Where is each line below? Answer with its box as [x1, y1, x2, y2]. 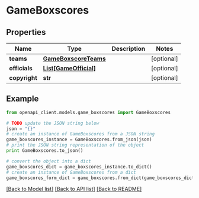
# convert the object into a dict [6, 158, 92, 164]
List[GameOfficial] [43, 64, 96, 72]
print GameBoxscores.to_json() [6, 148, 84, 154]
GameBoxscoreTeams [43, 54, 106, 63]
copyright [9, 74, 37, 82]
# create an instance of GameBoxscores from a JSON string [6, 131, 155, 137]
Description [111, 45, 146, 53]
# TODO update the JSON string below [6, 120, 99, 126]
